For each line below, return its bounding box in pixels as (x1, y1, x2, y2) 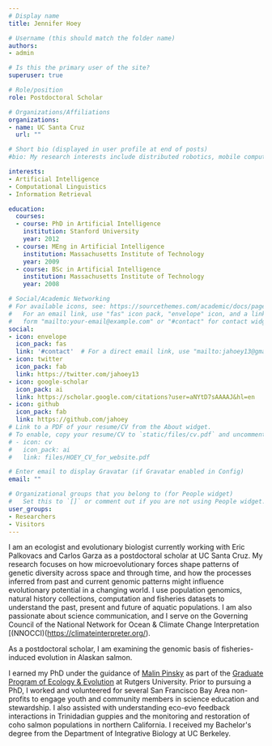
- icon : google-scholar (8, 378, 89, 386)
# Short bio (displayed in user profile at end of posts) (8, 145, 208, 154)
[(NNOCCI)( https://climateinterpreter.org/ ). (8, 628, 151, 638)
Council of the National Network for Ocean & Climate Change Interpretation (8, 620, 260, 629)
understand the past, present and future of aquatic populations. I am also (8, 602, 253, 612)
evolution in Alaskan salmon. (37, 653, 133, 662)
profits (8, 694, 31, 704)
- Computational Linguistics (8, 182, 107, 191)
